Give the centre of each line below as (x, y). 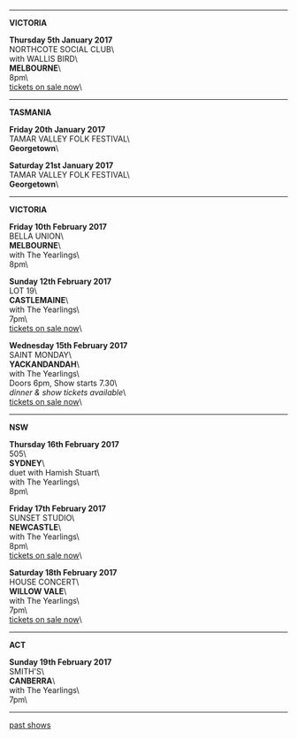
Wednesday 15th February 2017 (69, 345)
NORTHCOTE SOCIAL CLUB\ (62, 49)
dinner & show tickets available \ (68, 392)
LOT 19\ (23, 291)
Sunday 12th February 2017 (61, 281)
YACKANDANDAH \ (44, 364)
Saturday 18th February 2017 (63, 572)
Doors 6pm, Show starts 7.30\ (63, 383)
